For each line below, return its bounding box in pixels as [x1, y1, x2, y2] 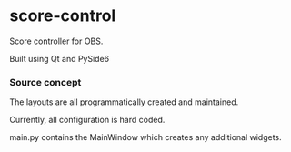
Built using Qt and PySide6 [9, 53, 110, 64]
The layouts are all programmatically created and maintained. [9, 96, 239, 107]
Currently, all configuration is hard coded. [9, 115, 166, 126]
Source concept [9, 76, 82, 88]
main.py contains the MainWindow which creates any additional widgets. [9, 132, 282, 143]
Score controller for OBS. [9, 35, 104, 46]
